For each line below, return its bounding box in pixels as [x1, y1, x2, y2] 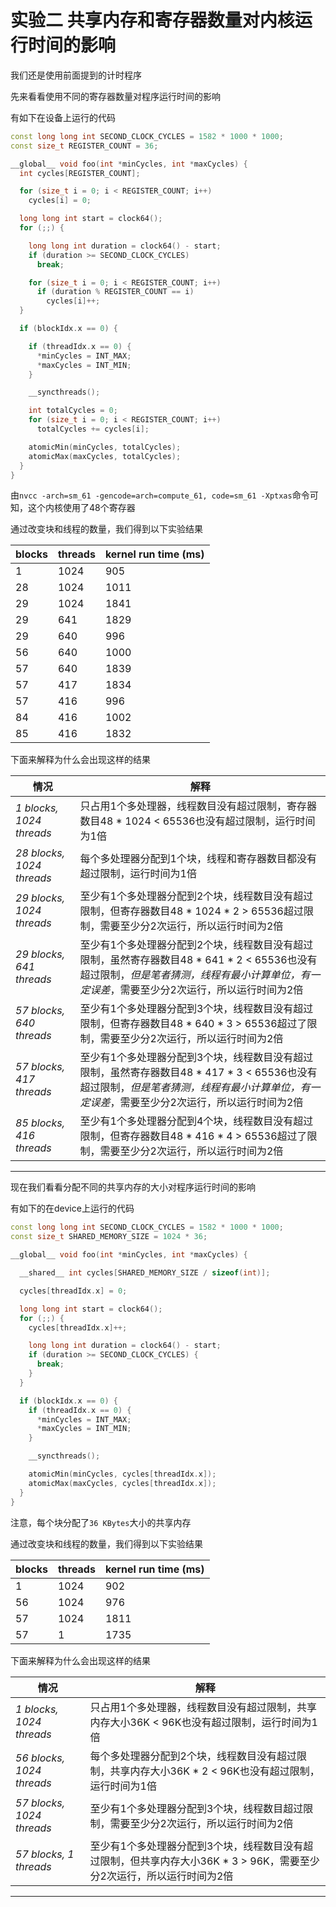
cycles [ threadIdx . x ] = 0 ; [19, 1286, 128, 1296]
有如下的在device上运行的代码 [10, 1202, 135, 1215]
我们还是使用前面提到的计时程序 [10, 69, 142, 81]
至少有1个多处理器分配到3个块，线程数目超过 [89, 1801, 304, 1815]
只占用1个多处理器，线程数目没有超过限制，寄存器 [79, 799, 317, 813]
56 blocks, [15, 1751, 65, 1765]
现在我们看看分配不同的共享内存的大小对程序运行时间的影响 [10, 1181, 256, 1193]
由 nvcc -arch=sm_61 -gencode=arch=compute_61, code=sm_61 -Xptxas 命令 [10, 489, 310, 501]
